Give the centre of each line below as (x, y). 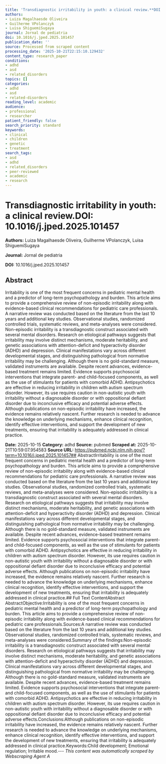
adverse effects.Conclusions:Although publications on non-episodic (75, 719)
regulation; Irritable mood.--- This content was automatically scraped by (80, 751)
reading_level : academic (31, 102)
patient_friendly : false (31, 121)
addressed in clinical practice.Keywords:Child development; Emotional (77, 746)
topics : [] (16, 79)
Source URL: (61, 450)
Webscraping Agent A (28, 756)
